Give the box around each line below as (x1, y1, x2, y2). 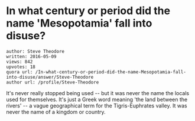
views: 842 (6, 59, 33, 65)
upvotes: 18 (6, 63, 35, 70)
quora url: (6, 69, 33, 75)
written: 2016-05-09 (6, 53, 57, 59)
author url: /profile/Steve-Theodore (6, 79, 99, 85)
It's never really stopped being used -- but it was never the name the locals (6, 89, 190, 96)
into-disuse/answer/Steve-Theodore (6, 74, 94, 80)
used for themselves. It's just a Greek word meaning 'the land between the (6, 96, 188, 103)
